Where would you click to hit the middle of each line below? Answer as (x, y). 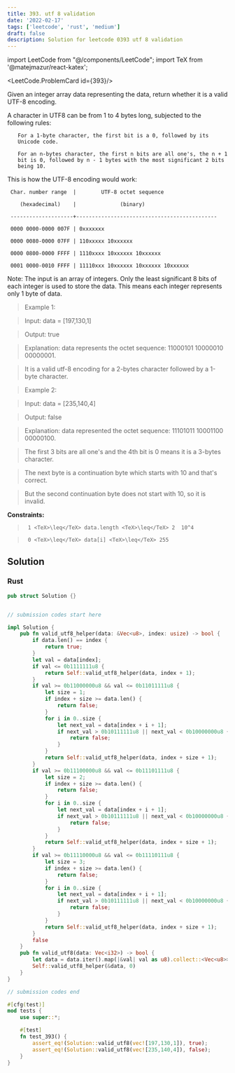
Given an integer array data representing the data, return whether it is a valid (117, 95)
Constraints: (26, 515)
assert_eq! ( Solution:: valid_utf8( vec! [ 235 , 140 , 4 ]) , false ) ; (122, 1050)
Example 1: (40, 307)
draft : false (26, 33)
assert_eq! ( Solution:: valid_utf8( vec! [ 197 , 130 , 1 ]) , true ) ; (120, 1043)
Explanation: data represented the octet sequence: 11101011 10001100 (124, 431)
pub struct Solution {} (42, 596)
